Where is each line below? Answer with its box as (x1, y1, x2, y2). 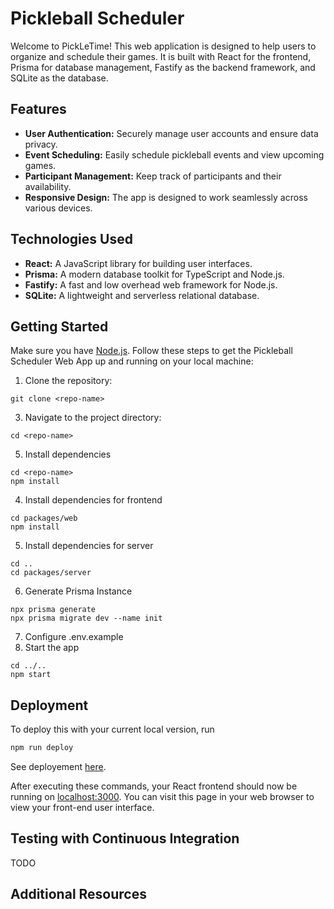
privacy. (24, 138, 58, 150)
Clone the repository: (24, 375, 113, 387)
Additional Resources (10, 886, 147, 903)
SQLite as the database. (10, 72, 109, 84)
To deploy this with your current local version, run (10, 723, 215, 736)
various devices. (24, 202, 93, 214)
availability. (24, 180, 72, 192)
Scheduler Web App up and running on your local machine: (10, 355, 254, 367)
